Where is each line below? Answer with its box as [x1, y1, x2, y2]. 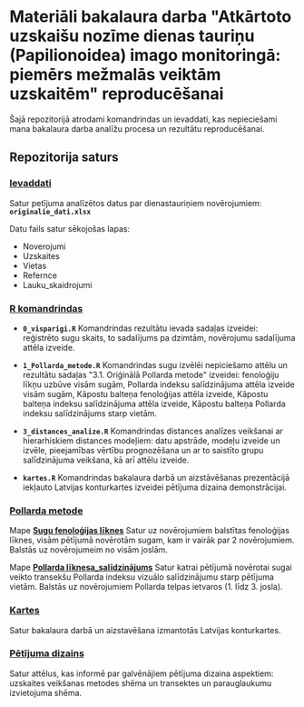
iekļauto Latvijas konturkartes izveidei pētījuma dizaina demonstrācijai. [22, 482, 288, 493]
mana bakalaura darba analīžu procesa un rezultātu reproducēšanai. [9, 123, 265, 134]
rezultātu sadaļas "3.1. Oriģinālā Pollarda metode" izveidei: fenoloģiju [22, 369, 279, 380]
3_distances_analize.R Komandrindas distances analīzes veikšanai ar [22, 425, 284, 436]
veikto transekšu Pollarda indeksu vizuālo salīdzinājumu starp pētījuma [9, 572, 275, 583]
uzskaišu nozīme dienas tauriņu [9, 25, 255, 46]
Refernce [22, 270, 57, 281]
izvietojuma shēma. [9, 687, 83, 698]
